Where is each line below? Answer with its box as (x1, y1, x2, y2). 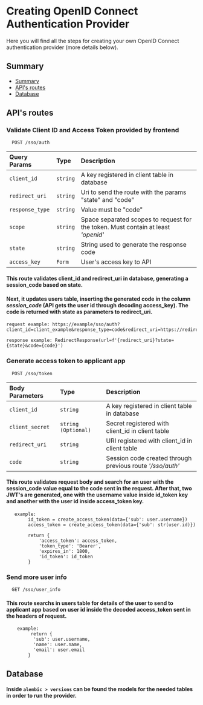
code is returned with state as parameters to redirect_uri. (6, 308, 153, 315)
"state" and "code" (80, 196, 135, 204)
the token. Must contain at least (80, 223, 170, 232)
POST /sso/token (11, 370, 53, 376)
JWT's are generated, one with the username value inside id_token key (6, 491, 188, 498)
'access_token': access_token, (38, 538, 118, 544)
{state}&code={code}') (6, 342, 63, 349)
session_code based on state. (6, 281, 83, 289)
